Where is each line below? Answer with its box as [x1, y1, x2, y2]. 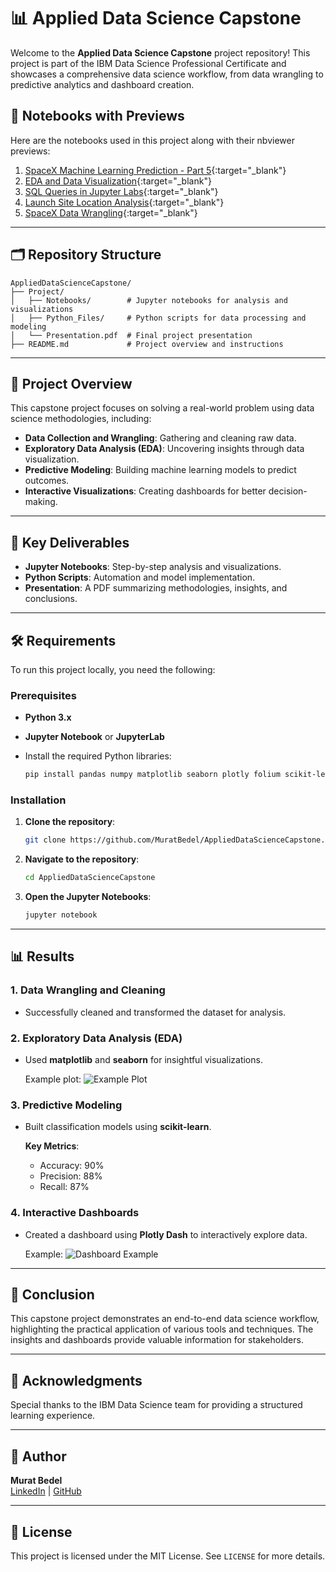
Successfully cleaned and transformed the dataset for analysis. [24, 1006, 287, 1018]
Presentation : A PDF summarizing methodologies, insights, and [24, 582, 288, 594]
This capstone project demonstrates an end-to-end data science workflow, [10, 1313, 320, 1325]
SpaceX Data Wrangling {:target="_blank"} [24, 206, 198, 219]
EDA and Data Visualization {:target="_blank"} [24, 175, 212, 187]
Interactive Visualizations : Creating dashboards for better [24, 485, 267, 497]
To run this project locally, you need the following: [10, 664, 216, 675]
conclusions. [24, 593, 78, 605]
